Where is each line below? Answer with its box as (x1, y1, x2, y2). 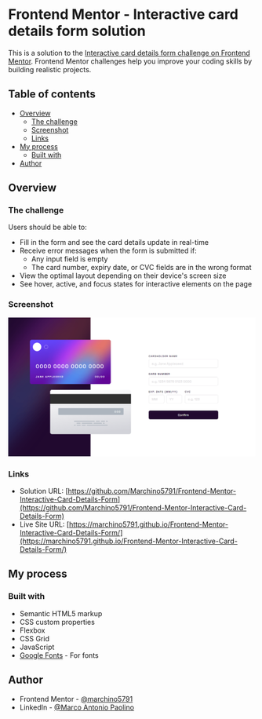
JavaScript (19, 642, 55, 651)
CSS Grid (19, 633, 49, 643)
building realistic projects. (8, 64, 92, 74)
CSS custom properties (19, 617, 96, 626)
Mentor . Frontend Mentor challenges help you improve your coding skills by (8, 57, 253, 66)
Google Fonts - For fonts (19, 650, 100, 660)
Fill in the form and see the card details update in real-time (19, 238, 209, 247)
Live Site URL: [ (19, 520, 70, 529)
